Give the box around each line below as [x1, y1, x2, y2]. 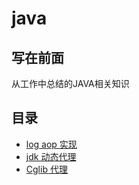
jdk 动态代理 [25, 150, 77, 162]
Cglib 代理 [25, 163, 68, 175]
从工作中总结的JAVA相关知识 [11, 78, 130, 89]
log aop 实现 [25, 138, 78, 150]
